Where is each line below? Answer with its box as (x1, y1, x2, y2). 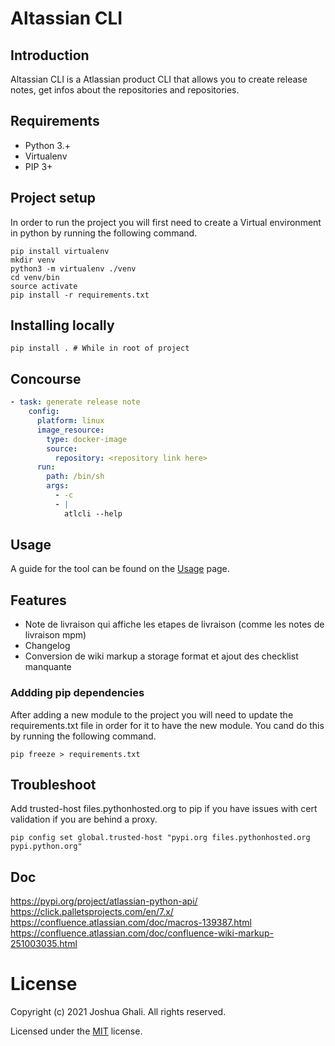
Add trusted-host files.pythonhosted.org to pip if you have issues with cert (10, 803, 318, 815)
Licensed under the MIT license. (10, 1025, 143, 1037)
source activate (10, 281, 78, 291)
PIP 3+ (24, 160, 53, 172)
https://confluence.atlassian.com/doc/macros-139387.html (10, 917, 252, 929)
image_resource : (36, 425, 105, 435)
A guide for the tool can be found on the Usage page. (10, 563, 230, 575)
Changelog (24, 640, 71, 652)
